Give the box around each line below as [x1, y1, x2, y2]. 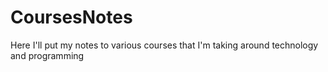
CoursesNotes [10, 6, 133, 29]
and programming [10, 49, 85, 61]
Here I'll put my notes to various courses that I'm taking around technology [10, 39, 319, 51]
